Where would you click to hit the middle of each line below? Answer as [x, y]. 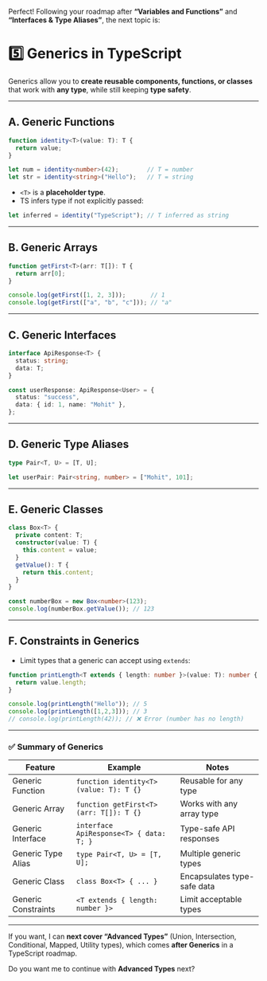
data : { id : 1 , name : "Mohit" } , [71, 405]
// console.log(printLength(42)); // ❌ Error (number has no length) [126, 719]
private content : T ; [49, 536]
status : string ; [42, 361]
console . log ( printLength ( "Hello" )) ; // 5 [78, 704]
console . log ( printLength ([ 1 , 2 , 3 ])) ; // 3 [78, 712]
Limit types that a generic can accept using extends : [105, 660]
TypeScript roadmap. [43, 954]
